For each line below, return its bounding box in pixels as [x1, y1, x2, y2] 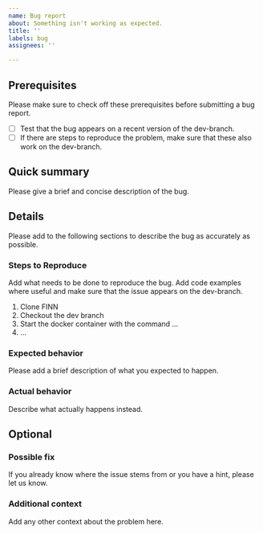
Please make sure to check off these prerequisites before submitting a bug [8, 100, 255, 109]
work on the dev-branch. [19, 142, 103, 152]
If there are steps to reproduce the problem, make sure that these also [19, 133, 253, 142]
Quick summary [8, 165, 90, 179]
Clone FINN [19, 302, 59, 312]
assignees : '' [8, 42, 56, 50]
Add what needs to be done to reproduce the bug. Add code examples [8, 278, 242, 287]
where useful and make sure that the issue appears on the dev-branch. [8, 286, 243, 296]
